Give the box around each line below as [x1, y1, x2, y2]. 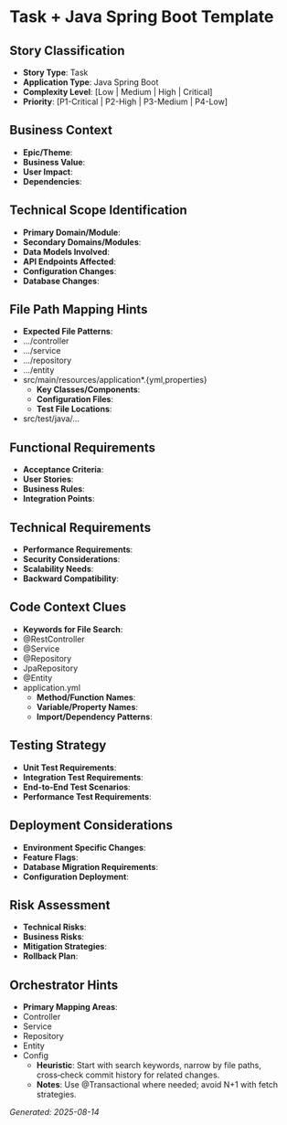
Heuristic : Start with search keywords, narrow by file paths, [36, 1060, 262, 1071]
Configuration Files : [36, 394, 114, 405]
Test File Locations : [36, 404, 112, 415]
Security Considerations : [22, 554, 121, 565]
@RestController [22, 633, 85, 644]
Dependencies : [22, 175, 82, 186]
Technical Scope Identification [9, 203, 187, 218]
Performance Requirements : [22, 544, 133, 555]
